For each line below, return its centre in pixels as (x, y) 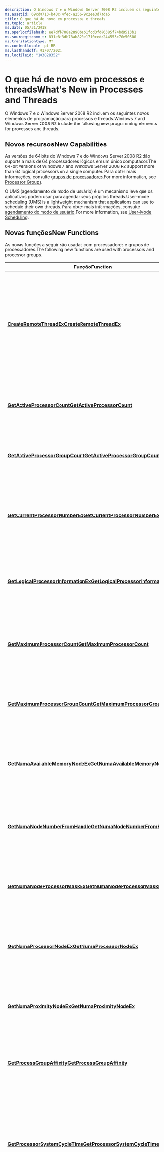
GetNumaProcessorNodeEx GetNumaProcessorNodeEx (73, 946)
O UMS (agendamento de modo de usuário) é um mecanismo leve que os (79, 191)
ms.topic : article (24, 23)
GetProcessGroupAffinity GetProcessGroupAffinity (68, 1063)
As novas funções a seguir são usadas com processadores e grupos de (77, 244)
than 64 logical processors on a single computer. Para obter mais (71, 172)
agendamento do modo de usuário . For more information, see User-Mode (78, 212)
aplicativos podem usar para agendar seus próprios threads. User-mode (77, 197)
